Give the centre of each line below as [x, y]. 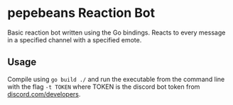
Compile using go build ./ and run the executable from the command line [116, 79]
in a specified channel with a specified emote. [75, 39]
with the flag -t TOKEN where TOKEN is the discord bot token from [104, 87]
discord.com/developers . [44, 94]
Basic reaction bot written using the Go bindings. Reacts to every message [116, 32]
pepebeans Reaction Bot [81, 13]
